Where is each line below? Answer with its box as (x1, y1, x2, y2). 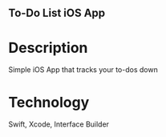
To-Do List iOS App (8, 6, 106, 20)
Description (8, 38, 88, 57)
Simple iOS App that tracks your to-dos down (8, 65, 158, 75)
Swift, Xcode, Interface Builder (8, 119, 110, 129)
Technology (8, 93, 90, 111)
